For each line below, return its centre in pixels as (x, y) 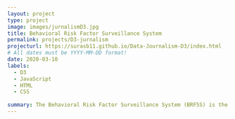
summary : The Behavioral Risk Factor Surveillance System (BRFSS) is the (118, 105)
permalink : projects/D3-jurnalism (58, 40)
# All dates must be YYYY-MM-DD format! (68, 53)
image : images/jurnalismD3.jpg (53, 27)
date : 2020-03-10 (33, 59)
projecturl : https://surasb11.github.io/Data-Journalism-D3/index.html (114, 46)
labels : (19, 66)
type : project (28, 20)
